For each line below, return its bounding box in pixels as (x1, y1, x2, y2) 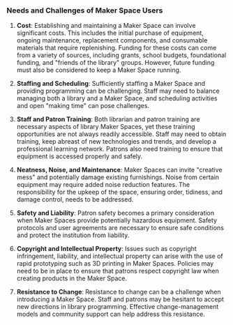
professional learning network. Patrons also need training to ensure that (16, 145, 223, 153)
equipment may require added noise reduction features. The (16, 181, 190, 189)
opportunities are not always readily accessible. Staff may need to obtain (16, 130, 227, 138)
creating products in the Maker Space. (16, 274, 127, 282)
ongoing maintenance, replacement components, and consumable (16, 36, 208, 45)
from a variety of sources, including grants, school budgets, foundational (16, 51, 227, 59)
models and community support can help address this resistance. (16, 310, 205, 319)
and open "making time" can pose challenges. (16, 102, 150, 110)
